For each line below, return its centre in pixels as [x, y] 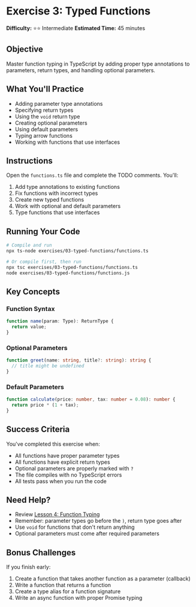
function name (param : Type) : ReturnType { [60, 321]
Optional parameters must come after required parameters [87, 534]
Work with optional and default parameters [68, 206]
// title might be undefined [48, 366]
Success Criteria [38, 429]
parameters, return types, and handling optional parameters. [81, 70]
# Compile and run [29, 245]
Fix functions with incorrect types [56, 193]
